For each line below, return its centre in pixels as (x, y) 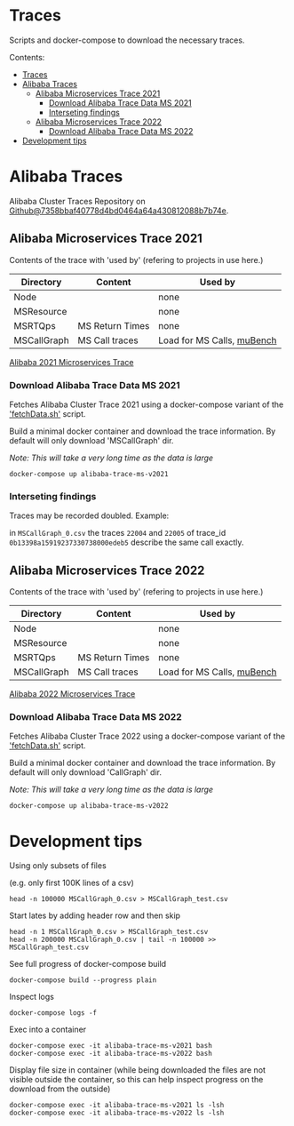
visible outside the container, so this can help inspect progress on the (136, 1080)
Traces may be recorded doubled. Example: (89, 515)
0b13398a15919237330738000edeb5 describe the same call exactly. (127, 542)
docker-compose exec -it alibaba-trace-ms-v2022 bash (111, 1054)
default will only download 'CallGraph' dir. (86, 772)
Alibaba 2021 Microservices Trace (72, 362)
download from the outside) (60, 1089)
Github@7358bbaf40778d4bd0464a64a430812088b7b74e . (119, 211)
